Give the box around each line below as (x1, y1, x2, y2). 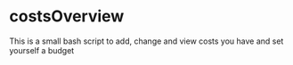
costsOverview (9, 6, 125, 27)
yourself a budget (9, 45, 75, 55)
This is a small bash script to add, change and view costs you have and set (9, 36, 284, 46)
